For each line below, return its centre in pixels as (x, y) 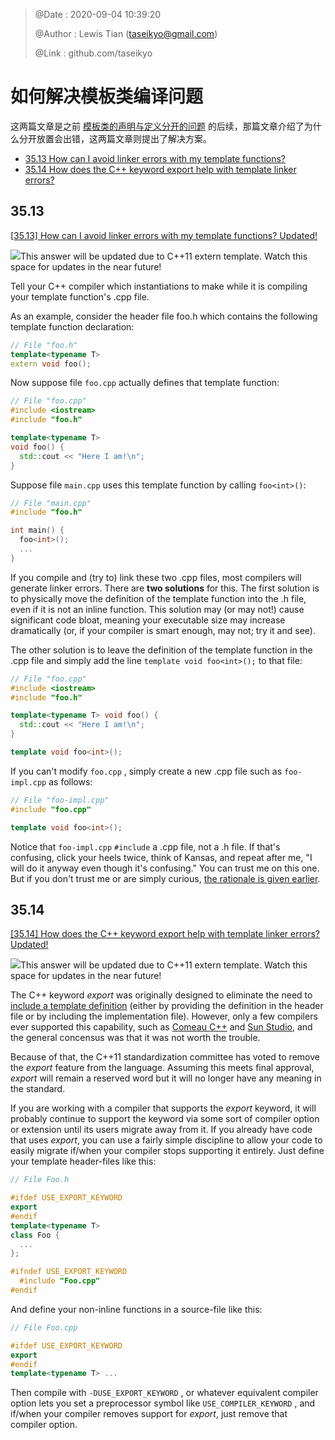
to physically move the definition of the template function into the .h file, (158, 598)
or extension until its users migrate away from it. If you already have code (161, 1130)
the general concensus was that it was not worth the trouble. (135, 1038)
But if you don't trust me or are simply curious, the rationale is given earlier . (165, 878)
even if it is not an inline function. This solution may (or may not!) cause (157, 609)
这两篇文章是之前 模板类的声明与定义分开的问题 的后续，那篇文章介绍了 (157, 126)
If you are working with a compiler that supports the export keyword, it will (163, 1108)
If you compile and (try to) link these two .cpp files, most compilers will (156, 577)
